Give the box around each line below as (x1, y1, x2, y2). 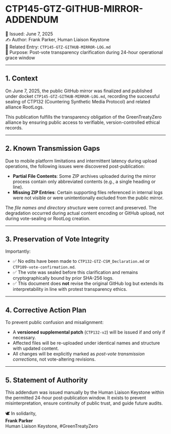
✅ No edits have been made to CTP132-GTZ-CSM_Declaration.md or (12, 258, 150, 264)
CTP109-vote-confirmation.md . (12, 264, 76, 270)
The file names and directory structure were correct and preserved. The (5, 204, 157, 210)
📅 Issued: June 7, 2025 (5, 31, 53, 37)
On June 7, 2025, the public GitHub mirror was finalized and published (5, 88, 153, 94)
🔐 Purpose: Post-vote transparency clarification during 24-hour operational (5, 49, 163, 55)
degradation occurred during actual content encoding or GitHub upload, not (5, 210, 164, 216)
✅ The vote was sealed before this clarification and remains (12, 269, 138, 276)
